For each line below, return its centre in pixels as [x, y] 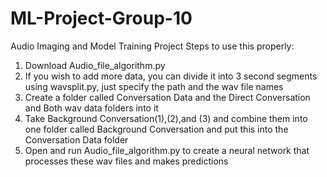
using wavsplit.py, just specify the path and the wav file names [154, 86]
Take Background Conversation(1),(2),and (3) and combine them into [166, 118]
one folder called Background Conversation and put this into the [156, 129]
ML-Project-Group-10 [101, 18]
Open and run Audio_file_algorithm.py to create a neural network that [167, 150]
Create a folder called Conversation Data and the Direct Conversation [167, 97]
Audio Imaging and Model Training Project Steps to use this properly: [152, 46]
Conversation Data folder [76, 139]
